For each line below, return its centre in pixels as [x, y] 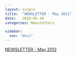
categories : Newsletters [30, 23]
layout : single [20, 9]
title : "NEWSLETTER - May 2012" [38, 14]
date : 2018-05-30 [25, 18]
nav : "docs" [21, 36]
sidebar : [14, 32]
